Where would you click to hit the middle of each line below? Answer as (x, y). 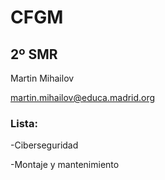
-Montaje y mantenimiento (65, 165)
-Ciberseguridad (44, 145)
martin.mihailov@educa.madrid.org (83, 97)
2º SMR (34, 54)
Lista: (24, 123)
